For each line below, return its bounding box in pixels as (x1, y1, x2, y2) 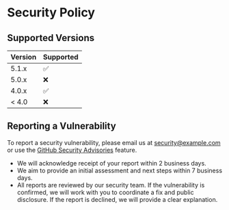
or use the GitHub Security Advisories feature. (7, 146, 137, 154)
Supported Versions (7, 32, 94, 44)
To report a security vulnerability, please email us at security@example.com (7, 138, 221, 146)
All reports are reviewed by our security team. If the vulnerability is (16, 181, 205, 189)
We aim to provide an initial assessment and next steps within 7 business (16, 166, 223, 174)
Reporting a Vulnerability (7, 120, 116, 132)
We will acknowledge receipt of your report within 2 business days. (16, 159, 206, 167)
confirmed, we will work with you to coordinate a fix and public (16, 188, 194, 196)
